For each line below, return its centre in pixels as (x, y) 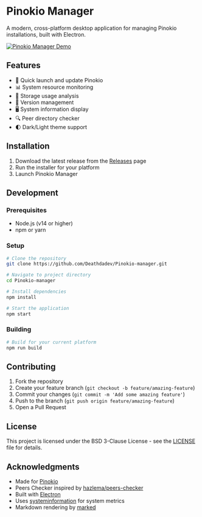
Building (19, 329)
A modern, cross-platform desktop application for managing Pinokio (92, 28)
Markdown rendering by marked (55, 507)
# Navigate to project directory (49, 275)
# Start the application (38, 308)
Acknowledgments (43, 467)
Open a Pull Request (41, 407)
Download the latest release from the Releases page (81, 161)
